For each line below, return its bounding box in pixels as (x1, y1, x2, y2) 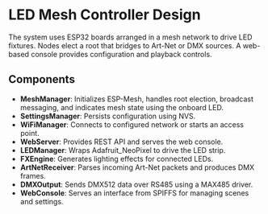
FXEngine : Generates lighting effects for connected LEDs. (19, 154, 214, 163)
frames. (19, 171, 46, 180)
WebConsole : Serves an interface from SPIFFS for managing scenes (19, 187, 249, 198)
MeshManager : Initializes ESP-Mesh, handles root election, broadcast (19, 94, 254, 104)
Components (8, 72, 75, 86)
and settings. (19, 196, 64, 206)
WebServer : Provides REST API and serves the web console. (19, 137, 224, 146)
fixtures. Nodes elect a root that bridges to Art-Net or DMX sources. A (8, 40, 241, 50)
